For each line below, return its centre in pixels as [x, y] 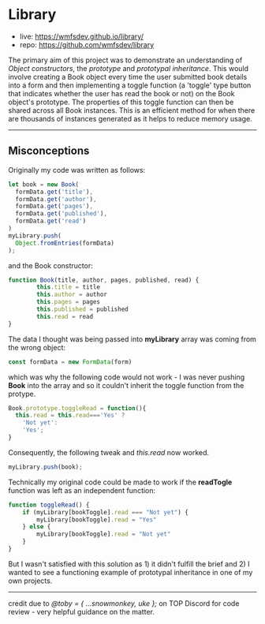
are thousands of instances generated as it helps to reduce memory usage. [130, 118]
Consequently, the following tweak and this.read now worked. [109, 452]
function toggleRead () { [49, 505]
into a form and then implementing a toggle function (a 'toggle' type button [130, 85]
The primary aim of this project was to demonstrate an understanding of [125, 60]
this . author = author [72, 295]
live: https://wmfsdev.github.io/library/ [82, 36]
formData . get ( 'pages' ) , [54, 207]
